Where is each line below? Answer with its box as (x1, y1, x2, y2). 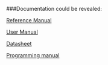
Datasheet (6, 40, 32, 47)
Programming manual (6, 52, 60, 59)
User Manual (6, 28, 38, 36)
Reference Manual (6, 17, 52, 23)
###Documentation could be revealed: (6, 5, 103, 12)
